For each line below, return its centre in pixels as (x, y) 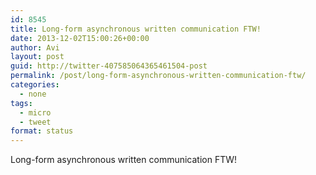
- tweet (35, 122)
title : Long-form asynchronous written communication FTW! (136, 29)
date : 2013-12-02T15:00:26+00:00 (80, 38)
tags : (21, 103)
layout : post (37, 57)
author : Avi (35, 47)
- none (33, 94)
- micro (35, 112)
